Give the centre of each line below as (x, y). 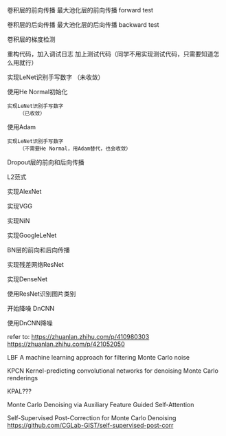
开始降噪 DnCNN (31, 308)
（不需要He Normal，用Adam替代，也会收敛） (76, 149)
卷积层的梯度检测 (31, 39)
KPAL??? (20, 391)
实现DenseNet (27, 279)
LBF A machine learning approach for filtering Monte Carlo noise (99, 357)
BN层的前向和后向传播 (38, 250)
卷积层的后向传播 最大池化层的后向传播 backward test (83, 25)
